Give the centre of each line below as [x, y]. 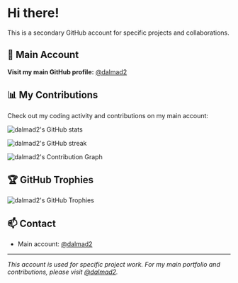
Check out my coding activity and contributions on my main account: [108, 115]
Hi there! [33, 13]
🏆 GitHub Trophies [51, 179]
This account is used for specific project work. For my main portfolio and [114, 265]
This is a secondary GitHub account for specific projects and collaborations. [118, 33]
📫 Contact [32, 223]
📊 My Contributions [53, 95]
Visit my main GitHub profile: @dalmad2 [67, 71]
